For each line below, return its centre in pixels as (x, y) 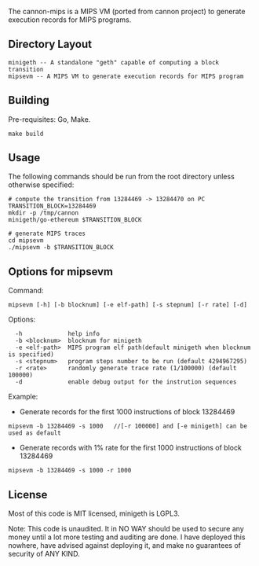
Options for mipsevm (61, 272)
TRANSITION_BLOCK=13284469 (52, 206)
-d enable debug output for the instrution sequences (126, 382)
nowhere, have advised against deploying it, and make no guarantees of (125, 546)
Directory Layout (50, 44)
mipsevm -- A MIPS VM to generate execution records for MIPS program (126, 76)
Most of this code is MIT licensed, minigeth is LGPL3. (94, 513)
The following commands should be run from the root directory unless (122, 177)
